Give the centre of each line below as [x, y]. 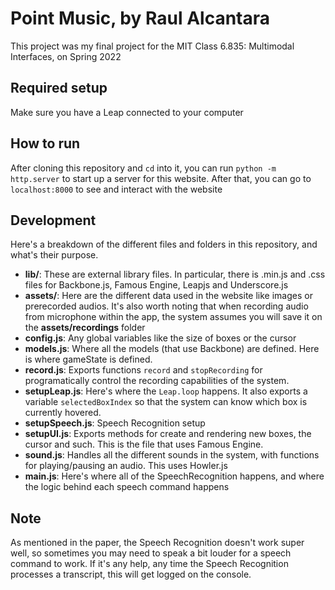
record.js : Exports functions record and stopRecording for [143, 370]
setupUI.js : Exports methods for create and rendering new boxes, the [168, 434]
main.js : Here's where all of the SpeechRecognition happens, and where [174, 476]
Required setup [59, 88]
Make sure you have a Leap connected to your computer [127, 112]
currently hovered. [63, 413]
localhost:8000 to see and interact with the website [116, 189]
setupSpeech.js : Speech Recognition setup [115, 423]
